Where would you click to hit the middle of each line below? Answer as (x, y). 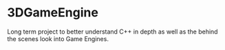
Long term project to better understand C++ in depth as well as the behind (112, 32)
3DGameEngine (53, 13)
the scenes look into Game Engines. (58, 38)
